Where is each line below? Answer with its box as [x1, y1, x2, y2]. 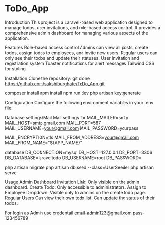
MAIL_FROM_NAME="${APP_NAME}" [5, 139, 82, 146]
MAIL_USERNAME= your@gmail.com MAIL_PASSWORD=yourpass [5, 125, 139, 131]
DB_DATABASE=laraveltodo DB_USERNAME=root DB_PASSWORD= [5, 154, 142, 161]
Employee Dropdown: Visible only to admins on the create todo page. [5, 189, 146, 195]
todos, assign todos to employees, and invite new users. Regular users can [5, 50, 158, 56]
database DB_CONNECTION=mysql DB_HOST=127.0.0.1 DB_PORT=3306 [5, 149, 152, 155]
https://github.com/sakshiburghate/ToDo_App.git [5, 80, 105, 87]
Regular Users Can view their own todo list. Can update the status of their [5, 195, 155, 201]
